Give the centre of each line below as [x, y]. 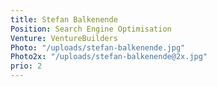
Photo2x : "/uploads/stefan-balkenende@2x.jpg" [109, 57]
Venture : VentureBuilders [64, 38]
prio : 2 [26, 66]
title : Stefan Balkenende [64, 19]
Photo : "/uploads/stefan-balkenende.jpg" [98, 47]
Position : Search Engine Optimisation [91, 29]
